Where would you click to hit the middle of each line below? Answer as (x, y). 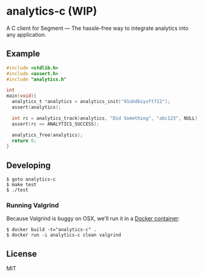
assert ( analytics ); (37, 107)
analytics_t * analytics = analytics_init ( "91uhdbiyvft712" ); (91, 102)
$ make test (21, 185)
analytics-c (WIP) (52, 11)
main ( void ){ (21, 96)
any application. (27, 34)
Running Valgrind (33, 205)
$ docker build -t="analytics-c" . (52, 230)
